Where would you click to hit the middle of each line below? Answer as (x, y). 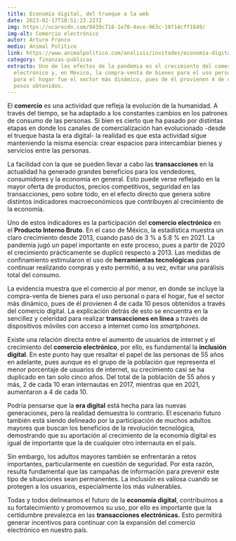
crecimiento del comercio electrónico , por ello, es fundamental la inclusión (117, 347)
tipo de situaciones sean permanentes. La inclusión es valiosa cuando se (113, 479)
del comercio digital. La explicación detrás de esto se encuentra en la (108, 311)
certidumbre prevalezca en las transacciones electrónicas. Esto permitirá (115, 515)
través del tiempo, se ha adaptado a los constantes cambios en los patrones (118, 113)
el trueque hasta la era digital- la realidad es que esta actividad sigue (107, 136)
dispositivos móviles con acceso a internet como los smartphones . (104, 326)
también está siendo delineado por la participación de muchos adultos (109, 421)
